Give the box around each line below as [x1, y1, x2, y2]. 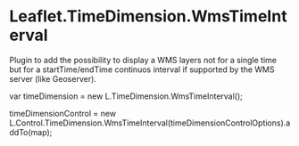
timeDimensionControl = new [9, 108, 117, 118]
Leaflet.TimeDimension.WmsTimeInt [9, 6, 287, 27]
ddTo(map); [9, 126, 53, 137]
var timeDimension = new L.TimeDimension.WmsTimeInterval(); [9, 91, 244, 101]
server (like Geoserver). [9, 73, 96, 84]
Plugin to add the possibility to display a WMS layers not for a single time [9, 54, 278, 65]
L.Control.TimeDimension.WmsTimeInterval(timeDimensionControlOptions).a [9, 118, 291, 128]
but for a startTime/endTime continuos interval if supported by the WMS [9, 64, 275, 75]
